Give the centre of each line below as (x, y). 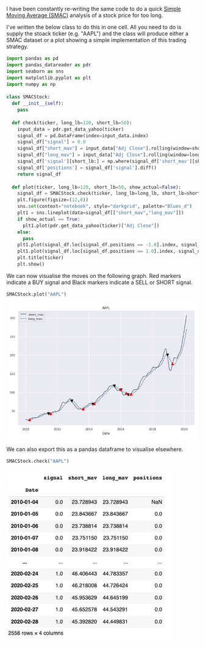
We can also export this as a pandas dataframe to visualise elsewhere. (95, 449)
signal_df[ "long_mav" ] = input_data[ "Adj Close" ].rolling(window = (103, 155)
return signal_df (39, 174)
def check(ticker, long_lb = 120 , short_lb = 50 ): (72, 123)
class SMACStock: (28, 97)
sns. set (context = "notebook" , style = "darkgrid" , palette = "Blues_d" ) (105, 207)
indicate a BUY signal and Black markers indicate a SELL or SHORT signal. (99, 282)
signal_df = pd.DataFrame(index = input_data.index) (83, 136)
